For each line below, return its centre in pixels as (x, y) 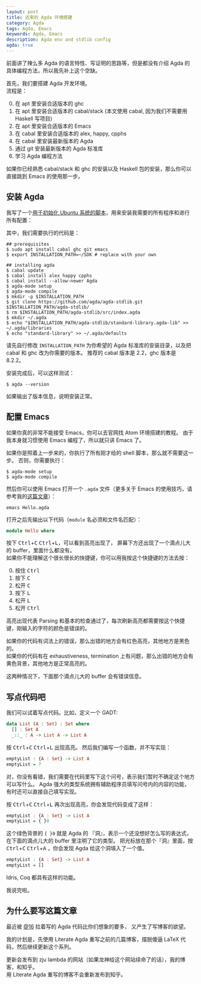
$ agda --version (28, 384)
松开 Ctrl (27, 608)
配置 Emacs (28, 417)
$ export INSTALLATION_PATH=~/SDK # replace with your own (81, 255)
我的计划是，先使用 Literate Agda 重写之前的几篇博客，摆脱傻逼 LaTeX (93, 939)
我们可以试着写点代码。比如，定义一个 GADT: (62, 713)
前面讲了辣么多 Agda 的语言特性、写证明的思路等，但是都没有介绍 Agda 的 (98, 63)
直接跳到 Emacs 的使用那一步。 (45, 176)
